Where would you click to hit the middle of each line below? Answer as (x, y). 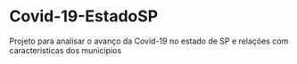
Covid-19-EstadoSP (84, 16)
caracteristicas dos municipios (66, 50)
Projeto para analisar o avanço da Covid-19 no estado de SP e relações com (149, 41)
